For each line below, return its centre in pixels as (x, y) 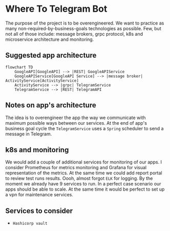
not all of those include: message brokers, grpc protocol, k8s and (74, 34)
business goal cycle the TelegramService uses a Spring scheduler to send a (84, 128)
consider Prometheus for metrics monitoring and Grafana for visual (76, 168)
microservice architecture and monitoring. (50, 39)
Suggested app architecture (51, 55)
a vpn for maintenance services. (39, 195)
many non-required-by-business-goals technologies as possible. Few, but (83, 28)
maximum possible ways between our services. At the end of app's (76, 123)
